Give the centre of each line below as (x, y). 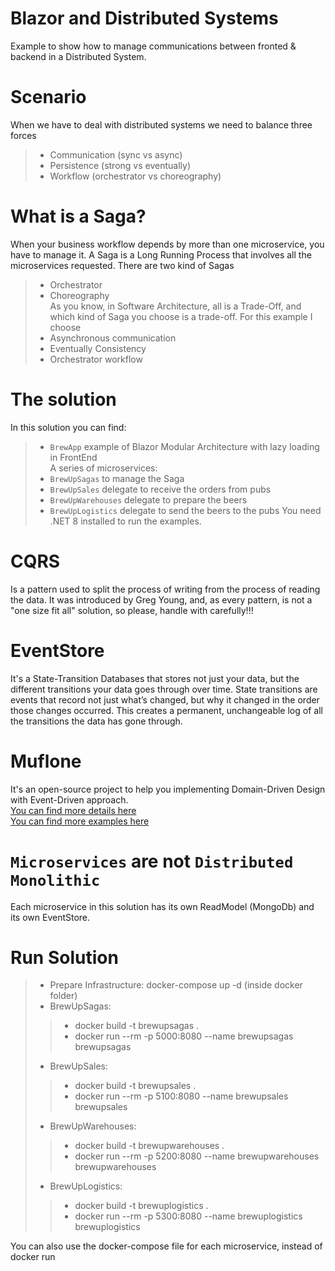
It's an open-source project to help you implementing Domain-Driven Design (168, 789)
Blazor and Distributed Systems (144, 18)
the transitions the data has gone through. (96, 721)
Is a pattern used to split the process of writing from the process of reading (165, 589)
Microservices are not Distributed (152, 861)
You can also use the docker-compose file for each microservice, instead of (166, 1246)
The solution (63, 399)
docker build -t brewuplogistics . (141, 1206)
